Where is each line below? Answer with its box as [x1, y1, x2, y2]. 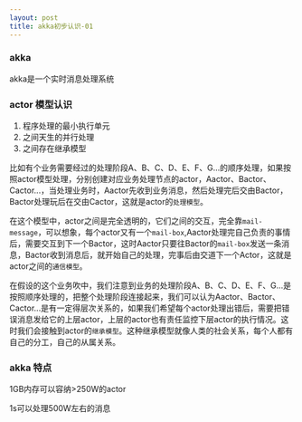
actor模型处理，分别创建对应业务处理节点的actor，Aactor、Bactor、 [16, 174, 271, 185]
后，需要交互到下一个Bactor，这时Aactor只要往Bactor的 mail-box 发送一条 [9, 238, 282, 249]
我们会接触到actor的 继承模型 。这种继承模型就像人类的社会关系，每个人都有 [16, 325, 294, 336]
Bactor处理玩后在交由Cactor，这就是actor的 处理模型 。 [9, 197, 208, 207]
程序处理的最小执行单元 [22, 120, 110, 131]
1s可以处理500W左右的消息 [9, 403, 111, 414]
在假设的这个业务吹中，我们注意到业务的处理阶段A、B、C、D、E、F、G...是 [9, 280, 292, 291]
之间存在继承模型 [22, 143, 87, 154]
